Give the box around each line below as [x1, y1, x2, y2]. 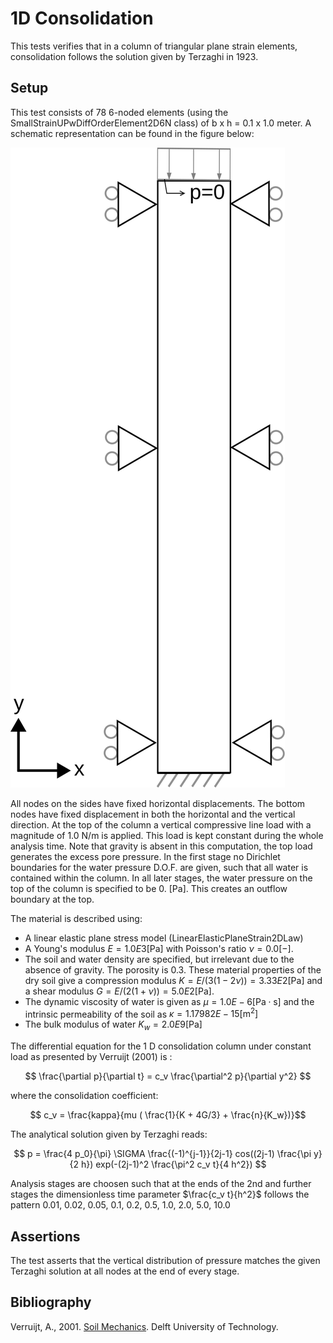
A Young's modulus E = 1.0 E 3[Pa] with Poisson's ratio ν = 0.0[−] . [24, 942, 294, 954]
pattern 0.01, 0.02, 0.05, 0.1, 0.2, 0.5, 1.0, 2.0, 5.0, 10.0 [10, 1199, 231, 1211]
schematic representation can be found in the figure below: [10, 127, 255, 139]
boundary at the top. [10, 893, 95, 905]
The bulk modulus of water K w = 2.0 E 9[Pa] [24, 1018, 203, 1033]
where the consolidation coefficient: [10, 1090, 159, 1102]
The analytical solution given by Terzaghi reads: [10, 1128, 208, 1141]
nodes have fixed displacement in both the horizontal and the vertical [10, 808, 296, 820]
